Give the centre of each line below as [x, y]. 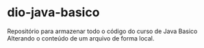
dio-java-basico [53, 13]
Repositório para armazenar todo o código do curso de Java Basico [102, 31]
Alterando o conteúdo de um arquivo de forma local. [81, 38]
